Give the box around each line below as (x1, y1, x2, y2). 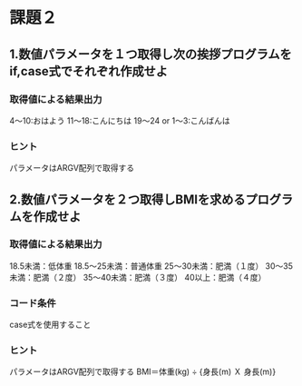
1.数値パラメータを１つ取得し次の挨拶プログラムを (9, 46, 292, 62)
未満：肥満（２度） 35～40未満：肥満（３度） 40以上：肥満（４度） (9, 272, 267, 282)
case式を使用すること (9, 319, 92, 331)
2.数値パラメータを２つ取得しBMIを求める (9, 192, 246, 207)
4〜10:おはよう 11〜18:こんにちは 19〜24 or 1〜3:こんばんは (9, 114, 230, 126)
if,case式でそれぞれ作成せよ (9, 64, 168, 79)
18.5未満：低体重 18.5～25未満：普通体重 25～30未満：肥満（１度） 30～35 (9, 260, 293, 272)
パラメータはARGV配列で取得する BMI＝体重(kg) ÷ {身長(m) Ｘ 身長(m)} (9, 366, 277, 377)
